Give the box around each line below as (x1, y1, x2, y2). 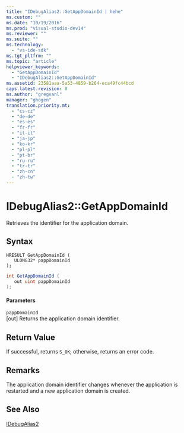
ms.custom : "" (6, 14, 42, 20)
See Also (6, 405, 40, 415)
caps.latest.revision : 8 (6, 86, 68, 92)
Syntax (6, 237, 33, 247)
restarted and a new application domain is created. (6, 387, 131, 394)
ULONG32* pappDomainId (14, 257, 70, 263)
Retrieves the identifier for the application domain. (6, 219, 129, 226)
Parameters (6, 297, 36, 304)
